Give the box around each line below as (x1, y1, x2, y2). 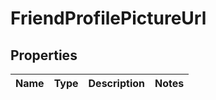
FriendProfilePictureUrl (10, 7, 207, 30)
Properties (10, 47, 78, 64)
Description (88, 77, 145, 90)
